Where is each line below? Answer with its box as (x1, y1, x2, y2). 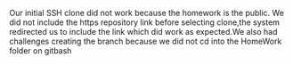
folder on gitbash (9, 45, 72, 56)
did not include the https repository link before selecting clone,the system (9, 17, 281, 28)
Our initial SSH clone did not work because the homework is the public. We (9, 8, 285, 18)
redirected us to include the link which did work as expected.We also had (9, 27, 278, 37)
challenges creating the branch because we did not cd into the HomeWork (9, 36, 282, 46)
